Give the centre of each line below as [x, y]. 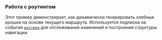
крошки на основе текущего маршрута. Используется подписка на [76, 22]
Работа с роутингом [30, 7]
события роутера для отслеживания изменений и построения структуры [81, 27]
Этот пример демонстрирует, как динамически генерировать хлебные [80, 17]
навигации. [17, 33]
